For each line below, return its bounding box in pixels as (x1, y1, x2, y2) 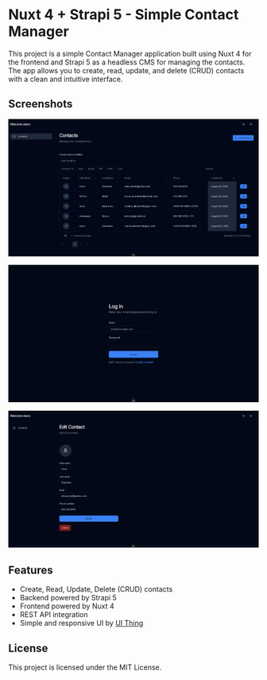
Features (8, 563, 53, 576)
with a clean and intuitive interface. (8, 74, 123, 84)
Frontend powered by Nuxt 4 (19, 601, 114, 611)
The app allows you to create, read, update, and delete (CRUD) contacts (8, 65, 245, 75)
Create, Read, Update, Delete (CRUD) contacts (19, 584, 173, 594)
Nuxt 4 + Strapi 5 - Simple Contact (8, 6, 239, 24)
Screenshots (8, 97, 73, 111)
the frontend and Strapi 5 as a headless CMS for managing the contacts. (8, 57, 246, 67)
